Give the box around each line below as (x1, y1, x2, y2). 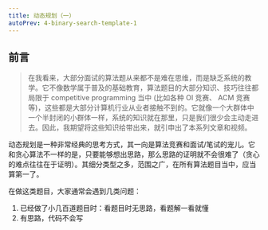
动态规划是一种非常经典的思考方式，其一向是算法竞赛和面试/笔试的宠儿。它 (8, 140, 256, 150)
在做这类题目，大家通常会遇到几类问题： (8, 186, 141, 196)
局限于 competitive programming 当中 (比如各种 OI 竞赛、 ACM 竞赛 (27, 93, 250, 103)
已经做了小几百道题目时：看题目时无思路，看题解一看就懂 (19, 204, 209, 213)
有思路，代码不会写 (19, 213, 84, 223)
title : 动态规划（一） (8, 11, 76, 20)
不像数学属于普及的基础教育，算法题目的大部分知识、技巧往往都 (49, 83, 259, 92)
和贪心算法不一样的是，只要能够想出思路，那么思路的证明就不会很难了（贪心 (8, 150, 260, 159)
